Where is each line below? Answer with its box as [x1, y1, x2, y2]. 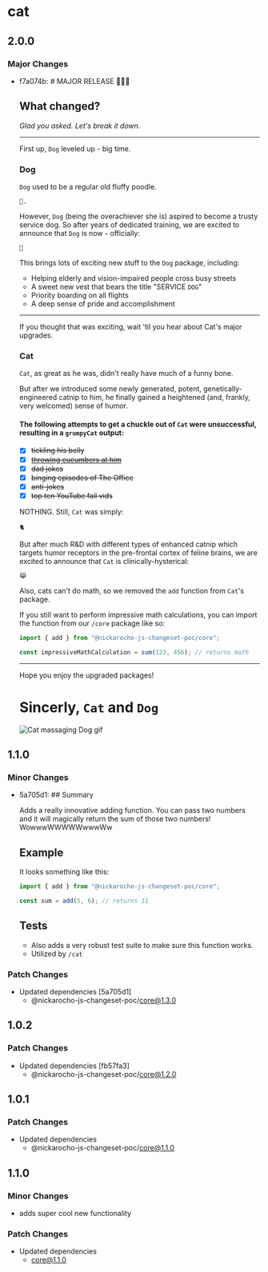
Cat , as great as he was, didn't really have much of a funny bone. [18, 369, 234, 378]
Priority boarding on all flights [30, 290, 129, 300]
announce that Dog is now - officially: [18, 228, 141, 238]
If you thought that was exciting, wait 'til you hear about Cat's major [18, 322, 242, 331]
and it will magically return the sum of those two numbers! [18, 814, 211, 824]
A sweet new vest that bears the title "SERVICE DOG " [30, 282, 202, 291]
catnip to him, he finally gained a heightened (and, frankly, [58, 393, 251, 402]
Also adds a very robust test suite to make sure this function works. [30, 940, 254, 950]
